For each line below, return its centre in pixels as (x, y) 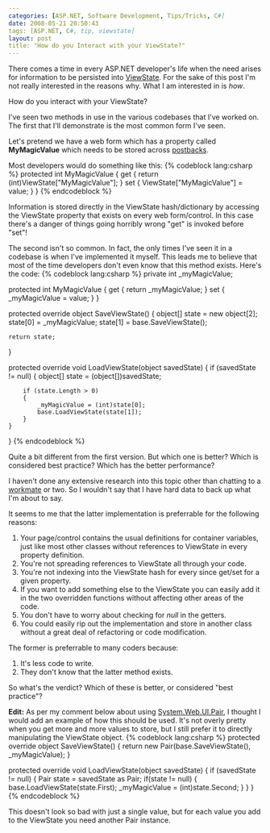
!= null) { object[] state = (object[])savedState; (85, 377)
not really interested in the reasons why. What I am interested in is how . (127, 86)
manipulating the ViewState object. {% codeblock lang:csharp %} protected (134, 738)
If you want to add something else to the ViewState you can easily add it (140, 589)
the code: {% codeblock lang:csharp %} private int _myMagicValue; (121, 274)
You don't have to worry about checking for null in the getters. (123, 615)
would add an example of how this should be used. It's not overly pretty (127, 721)
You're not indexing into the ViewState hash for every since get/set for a (140, 573)
